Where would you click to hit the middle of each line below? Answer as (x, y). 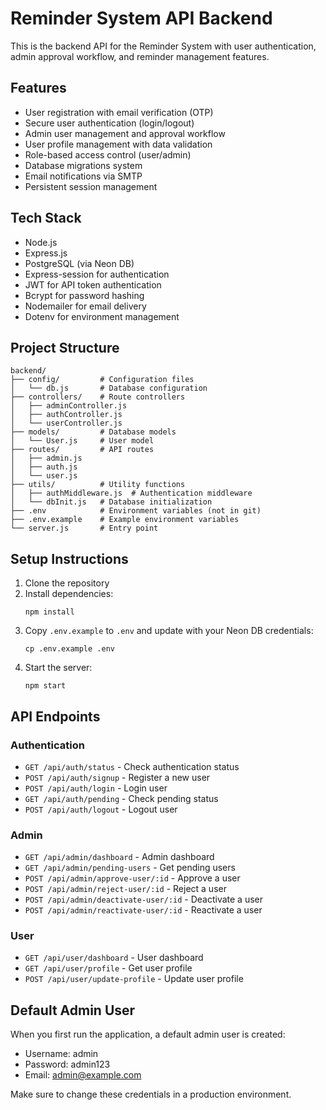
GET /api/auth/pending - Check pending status (121, 798)
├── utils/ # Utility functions (98, 485)
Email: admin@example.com (83, 1075)
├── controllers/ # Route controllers (98, 397)
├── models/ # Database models (93, 432)
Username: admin (61, 1054)
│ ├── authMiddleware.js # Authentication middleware (131, 493)
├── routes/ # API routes (82, 450)
